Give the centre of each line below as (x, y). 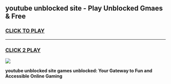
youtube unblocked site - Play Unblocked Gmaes (84, 8)
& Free (16, 17)
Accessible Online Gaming (34, 76)
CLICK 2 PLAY (23, 50)
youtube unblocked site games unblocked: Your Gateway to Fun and (79, 70)
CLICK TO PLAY (25, 31)
